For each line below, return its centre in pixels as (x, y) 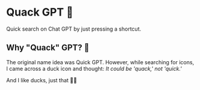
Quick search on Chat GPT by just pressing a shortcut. (74, 29)
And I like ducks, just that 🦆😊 (42, 80)
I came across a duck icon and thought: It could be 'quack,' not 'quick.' (94, 68)
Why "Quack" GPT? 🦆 (48, 48)
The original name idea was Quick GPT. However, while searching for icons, (100, 62)
